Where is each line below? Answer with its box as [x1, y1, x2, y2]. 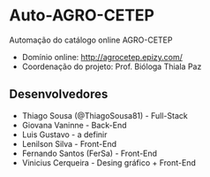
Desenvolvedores [9, 87, 109, 102]
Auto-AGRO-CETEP [9, 5, 155, 26]
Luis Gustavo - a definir [21, 129, 108, 140]
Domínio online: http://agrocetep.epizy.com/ [21, 51, 184, 62]
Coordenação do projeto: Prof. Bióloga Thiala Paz [21, 61, 202, 72]
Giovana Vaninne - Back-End [21, 119, 127, 130]
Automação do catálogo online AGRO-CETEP [9, 35, 173, 45]
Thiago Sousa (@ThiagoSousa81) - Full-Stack [21, 110, 188, 120]
